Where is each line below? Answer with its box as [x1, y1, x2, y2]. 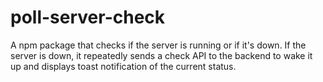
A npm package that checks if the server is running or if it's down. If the [10, 39, 307, 51]
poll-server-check [10, 6, 166, 29]
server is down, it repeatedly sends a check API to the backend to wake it [10, 49, 313, 61]
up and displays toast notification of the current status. [10, 60, 237, 72]
